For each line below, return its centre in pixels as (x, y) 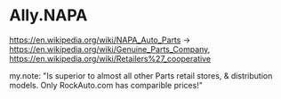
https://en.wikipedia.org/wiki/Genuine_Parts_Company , (110, 49)
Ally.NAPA (48, 15)
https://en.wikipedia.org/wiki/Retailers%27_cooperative (110, 58)
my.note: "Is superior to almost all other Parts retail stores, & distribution (141, 75)
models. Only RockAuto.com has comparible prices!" (106, 85)
